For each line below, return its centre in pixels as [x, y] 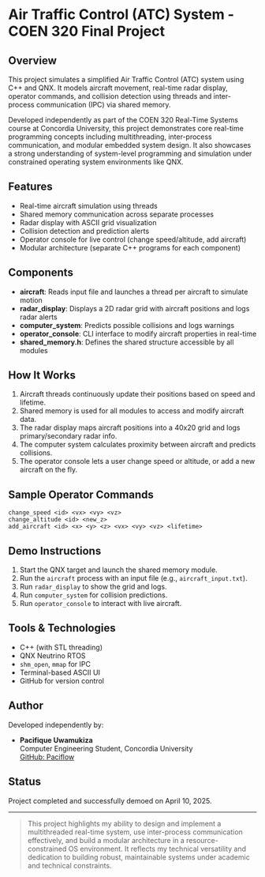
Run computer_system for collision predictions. [93, 595]
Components [41, 273]
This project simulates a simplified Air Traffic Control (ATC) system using [126, 79]
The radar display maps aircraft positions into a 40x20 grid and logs [130, 427]
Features [30, 187]
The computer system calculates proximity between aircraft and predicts [138, 445]
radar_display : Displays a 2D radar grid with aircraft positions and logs [134, 308]
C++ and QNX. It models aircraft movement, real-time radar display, [118, 88]
